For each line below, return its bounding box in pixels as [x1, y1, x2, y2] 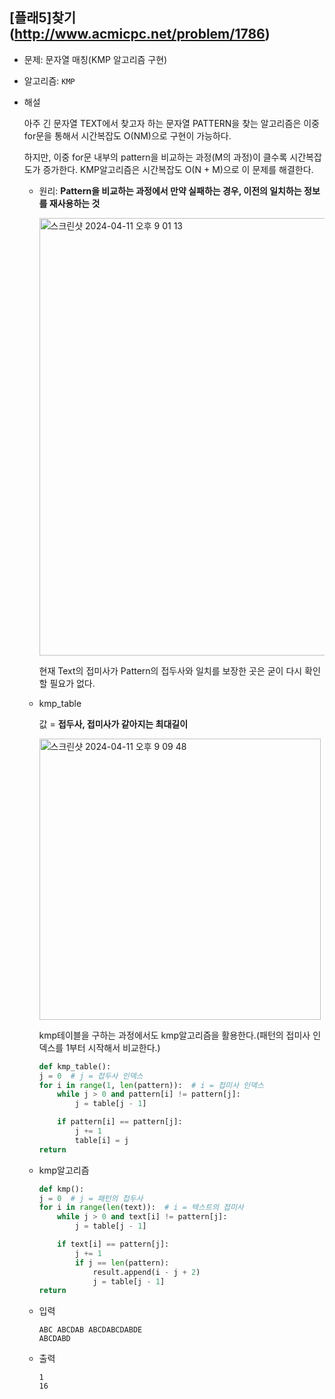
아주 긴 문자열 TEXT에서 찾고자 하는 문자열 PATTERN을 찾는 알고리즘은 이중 [23, 117, 320, 129]
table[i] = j [74, 1135, 129, 1145]
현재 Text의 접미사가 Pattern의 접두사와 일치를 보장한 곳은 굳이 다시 [38, 664, 303, 677]
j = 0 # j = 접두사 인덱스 [38, 1071, 144, 1081]
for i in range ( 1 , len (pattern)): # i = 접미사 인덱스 [38, 1080, 264, 1090]
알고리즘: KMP [23, 74, 76, 87]
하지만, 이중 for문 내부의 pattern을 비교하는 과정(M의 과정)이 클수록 [23, 151, 288, 163]
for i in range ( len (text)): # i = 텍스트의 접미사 [38, 1203, 244, 1213]
